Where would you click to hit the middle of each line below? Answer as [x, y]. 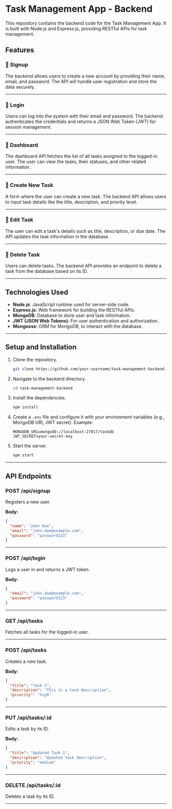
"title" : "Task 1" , [31, 685]
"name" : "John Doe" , [32, 526]
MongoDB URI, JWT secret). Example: [53, 422]
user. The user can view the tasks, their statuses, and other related [76, 161]
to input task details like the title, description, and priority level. [71, 202]
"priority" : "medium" [33, 762]
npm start [23, 455]
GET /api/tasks [24, 621]
